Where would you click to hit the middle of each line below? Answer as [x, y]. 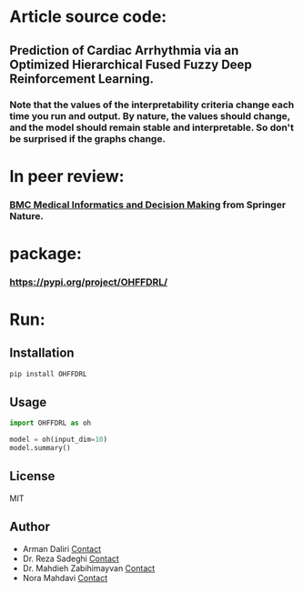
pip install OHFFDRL [49, 374]
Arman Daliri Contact [62, 548]
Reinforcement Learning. [82, 79]
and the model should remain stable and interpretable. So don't [151, 127]
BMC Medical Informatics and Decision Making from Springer [148, 205]
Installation [42, 353]
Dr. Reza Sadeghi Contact [71, 558]
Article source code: [88, 17]
